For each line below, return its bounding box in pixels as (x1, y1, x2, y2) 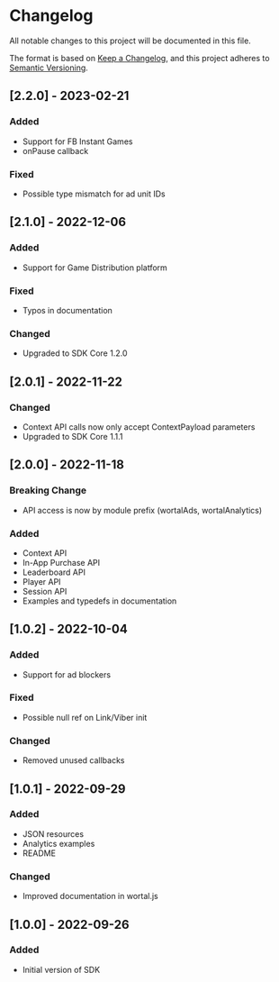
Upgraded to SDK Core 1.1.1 (22, 431, 123, 441)
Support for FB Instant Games (22, 136, 133, 147)
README (22, 848, 57, 859)
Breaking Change (9, 484, 87, 496)
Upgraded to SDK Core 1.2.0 (22, 348, 128, 359)
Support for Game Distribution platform (22, 262, 168, 273)
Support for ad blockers (22, 668, 111, 680)
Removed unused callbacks (22, 755, 125, 766)
